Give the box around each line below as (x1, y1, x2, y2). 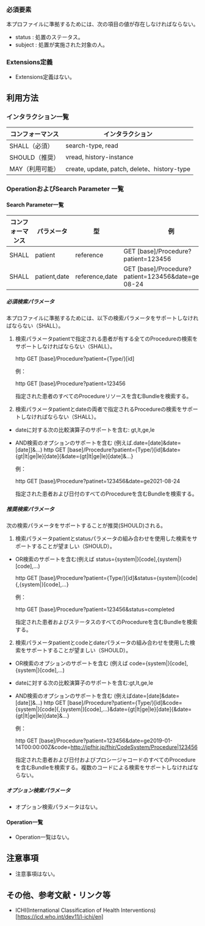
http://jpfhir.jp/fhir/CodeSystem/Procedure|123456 (70, 743, 198, 751)
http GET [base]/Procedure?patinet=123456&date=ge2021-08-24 (15, 478, 181, 485)
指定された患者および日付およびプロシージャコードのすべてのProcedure (15, 756, 196, 764)
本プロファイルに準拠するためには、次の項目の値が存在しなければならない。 (6, 20, 199, 28)
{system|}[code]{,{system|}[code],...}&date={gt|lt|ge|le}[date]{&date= (15, 706, 192, 713)
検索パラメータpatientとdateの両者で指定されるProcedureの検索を (15, 405, 182, 413)
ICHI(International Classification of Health (15, 906, 120, 914)
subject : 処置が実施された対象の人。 (15, 41, 109, 48)
